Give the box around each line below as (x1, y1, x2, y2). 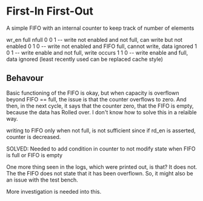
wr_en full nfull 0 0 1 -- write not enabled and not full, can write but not (6, 36, 183, 43)
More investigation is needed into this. (6, 188, 102, 195)
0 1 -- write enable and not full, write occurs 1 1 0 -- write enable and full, (6, 49, 188, 56)
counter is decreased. (6, 133, 61, 140)
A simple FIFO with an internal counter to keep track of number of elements (6, 24, 195, 32)
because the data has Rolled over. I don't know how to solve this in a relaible (6, 108, 197, 116)
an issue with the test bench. (6, 176, 79, 183)
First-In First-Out (6, 4, 94, 18)
